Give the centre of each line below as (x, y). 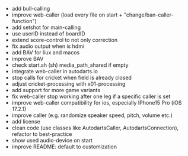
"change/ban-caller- (149, 15)
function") (24, 21)
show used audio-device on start (52, 140)
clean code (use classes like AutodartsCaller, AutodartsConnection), (95, 128)
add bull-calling (31, 9)
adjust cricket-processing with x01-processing (68, 84)
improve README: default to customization (64, 147)
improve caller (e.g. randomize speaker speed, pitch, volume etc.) (92, 115)
